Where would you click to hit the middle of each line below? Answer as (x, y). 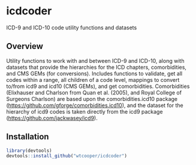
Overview (25, 46)
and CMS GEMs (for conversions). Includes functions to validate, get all (94, 74)
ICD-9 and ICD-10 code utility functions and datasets (72, 27)
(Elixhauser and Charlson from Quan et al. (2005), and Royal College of (94, 92)
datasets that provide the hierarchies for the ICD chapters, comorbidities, (97, 67)
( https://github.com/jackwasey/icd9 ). (52, 118)
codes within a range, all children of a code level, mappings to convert (93, 80)
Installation (28, 137)
